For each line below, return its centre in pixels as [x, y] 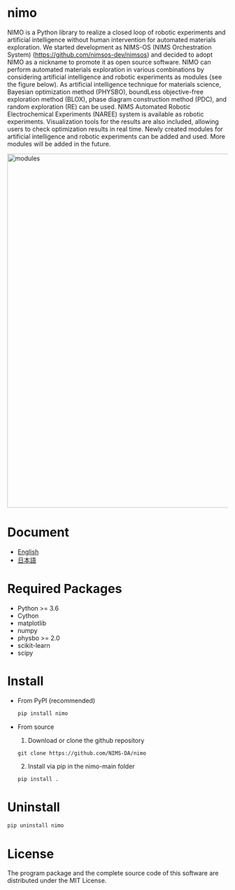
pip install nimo [43, 713]
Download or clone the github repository [86, 740]
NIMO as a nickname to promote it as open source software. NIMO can [109, 62]
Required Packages [65, 589]
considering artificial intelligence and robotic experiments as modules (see [115, 77]
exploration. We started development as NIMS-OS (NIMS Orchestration [109, 47]
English [28, 552]
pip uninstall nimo [36, 826]
